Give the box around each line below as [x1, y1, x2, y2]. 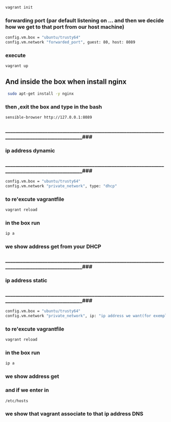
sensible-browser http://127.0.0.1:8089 [5, 115, 93, 120]
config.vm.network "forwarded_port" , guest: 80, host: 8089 [5, 40, 136, 45]
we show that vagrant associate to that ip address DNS [5, 410, 144, 417]
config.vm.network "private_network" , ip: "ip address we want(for [5, 314, 152, 319]
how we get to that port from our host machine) [5, 23, 125, 30]
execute [5, 52, 26, 59]
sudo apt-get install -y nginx [7, 91, 74, 96]
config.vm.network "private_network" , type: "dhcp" [5, 183, 117, 189]
